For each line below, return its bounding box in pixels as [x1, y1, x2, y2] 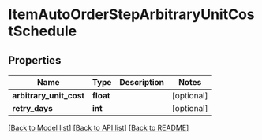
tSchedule [8, 22, 77, 40]
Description [119, 77, 164, 87]
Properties [8, 53, 62, 67]
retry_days [12, 103, 53, 113]
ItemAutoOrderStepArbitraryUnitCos [8, 6, 255, 24]
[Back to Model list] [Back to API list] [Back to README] [8, 123, 189, 132]
